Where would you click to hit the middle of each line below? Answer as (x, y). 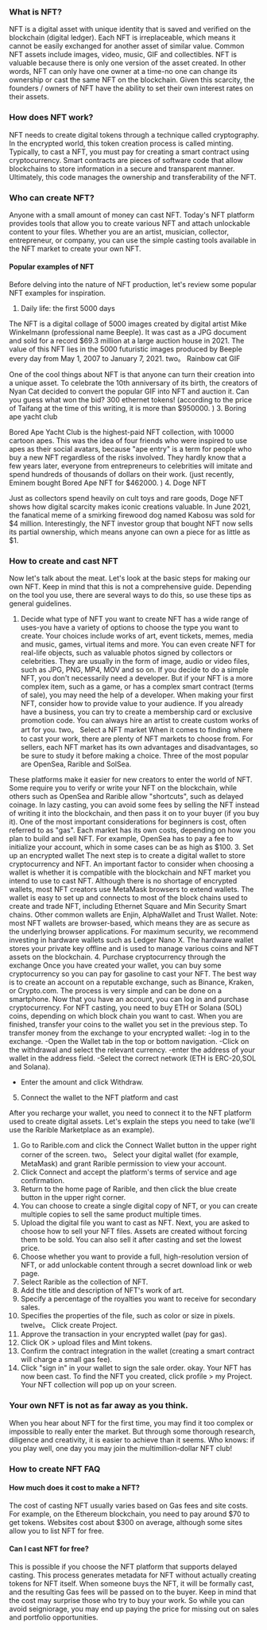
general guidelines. (41, 603)
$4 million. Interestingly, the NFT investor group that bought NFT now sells (131, 524)
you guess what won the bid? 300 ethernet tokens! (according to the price (131, 400)
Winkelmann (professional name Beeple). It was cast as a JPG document (128, 332)
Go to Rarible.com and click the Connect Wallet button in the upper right (139, 1145)
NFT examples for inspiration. (58, 293)
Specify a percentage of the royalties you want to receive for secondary (138, 1299)
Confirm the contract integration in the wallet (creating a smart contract (137, 1351)
